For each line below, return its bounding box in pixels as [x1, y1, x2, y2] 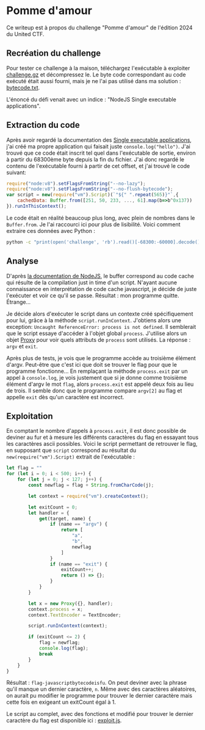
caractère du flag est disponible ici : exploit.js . [6, 717, 122, 724]
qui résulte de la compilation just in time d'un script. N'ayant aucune [6, 279, 178, 286]
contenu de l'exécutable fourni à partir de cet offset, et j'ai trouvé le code [6, 162, 190, 169]
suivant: [6, 169, 26, 176]
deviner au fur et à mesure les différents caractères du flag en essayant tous [6, 433, 199, 441]
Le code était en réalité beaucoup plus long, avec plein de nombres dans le [6, 214, 195, 221]
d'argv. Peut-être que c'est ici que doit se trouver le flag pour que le [6, 361, 177, 368]
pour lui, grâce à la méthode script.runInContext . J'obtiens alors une [6, 316, 182, 324]
